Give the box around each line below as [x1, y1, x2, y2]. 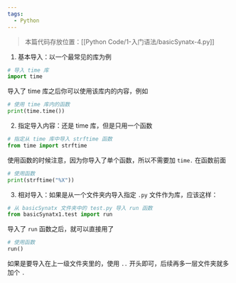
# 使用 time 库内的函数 [7, 101, 70, 109]
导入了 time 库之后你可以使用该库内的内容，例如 [7, 87, 149, 96]
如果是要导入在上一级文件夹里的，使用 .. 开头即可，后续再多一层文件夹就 [7, 260, 223, 267]
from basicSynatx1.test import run [7, 211, 113, 218]
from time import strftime [7, 142, 87, 149]
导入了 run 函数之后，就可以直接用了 [7, 225, 114, 233]
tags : [7, 10, 23, 18]
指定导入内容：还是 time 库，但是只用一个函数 [17, 121, 153, 130]
